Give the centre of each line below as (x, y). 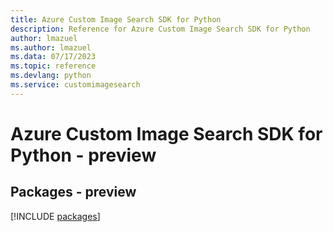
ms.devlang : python (51, 76)
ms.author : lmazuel (51, 47)
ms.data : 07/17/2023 (53, 57)
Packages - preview (73, 192)
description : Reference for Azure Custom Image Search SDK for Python (160, 29)
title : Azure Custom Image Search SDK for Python (116, 19)
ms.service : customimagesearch (75, 85)
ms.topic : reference (53, 66)
